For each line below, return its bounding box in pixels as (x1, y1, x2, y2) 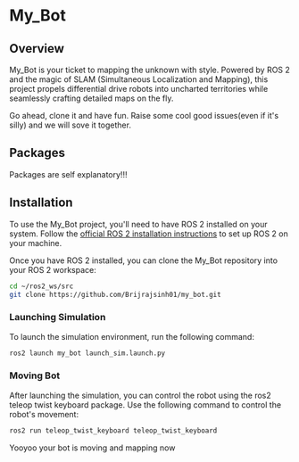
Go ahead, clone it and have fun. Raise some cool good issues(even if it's (9, 111, 279, 120)
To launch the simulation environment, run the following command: (9, 331, 254, 342)
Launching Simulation (9, 311, 106, 324)
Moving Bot (9, 369, 61, 382)
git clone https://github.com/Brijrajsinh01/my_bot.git (9, 290, 221, 299)
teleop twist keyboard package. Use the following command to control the (9, 399, 282, 410)
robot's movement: (9, 408, 79, 419)
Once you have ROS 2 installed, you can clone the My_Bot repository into (9, 255, 278, 266)
